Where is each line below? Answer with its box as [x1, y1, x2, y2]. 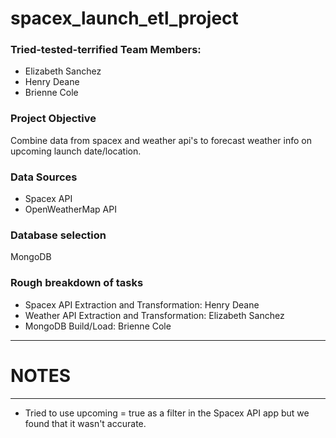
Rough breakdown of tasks [10, 276, 144, 290]
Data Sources [10, 170, 78, 184]
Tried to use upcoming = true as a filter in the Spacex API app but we [24, 407, 310, 419]
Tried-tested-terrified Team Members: [10, 43, 202, 57]
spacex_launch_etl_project [10, 7, 239, 30]
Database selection [10, 228, 107, 242]
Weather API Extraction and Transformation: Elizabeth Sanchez [24, 309, 285, 321]
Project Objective [10, 112, 97, 126]
